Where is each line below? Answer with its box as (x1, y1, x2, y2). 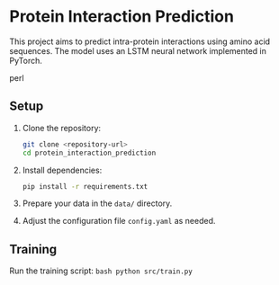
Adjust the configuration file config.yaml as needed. (22, 216, 216, 227)
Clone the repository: (22, 122, 102, 133)
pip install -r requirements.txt (22, 182, 148, 191)
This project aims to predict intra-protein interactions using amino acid (9, 36, 271, 47)
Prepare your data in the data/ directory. (22, 198, 173, 209)
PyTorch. (9, 55, 43, 66)
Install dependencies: (22, 165, 103, 175)
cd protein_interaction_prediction (22, 148, 157, 157)
